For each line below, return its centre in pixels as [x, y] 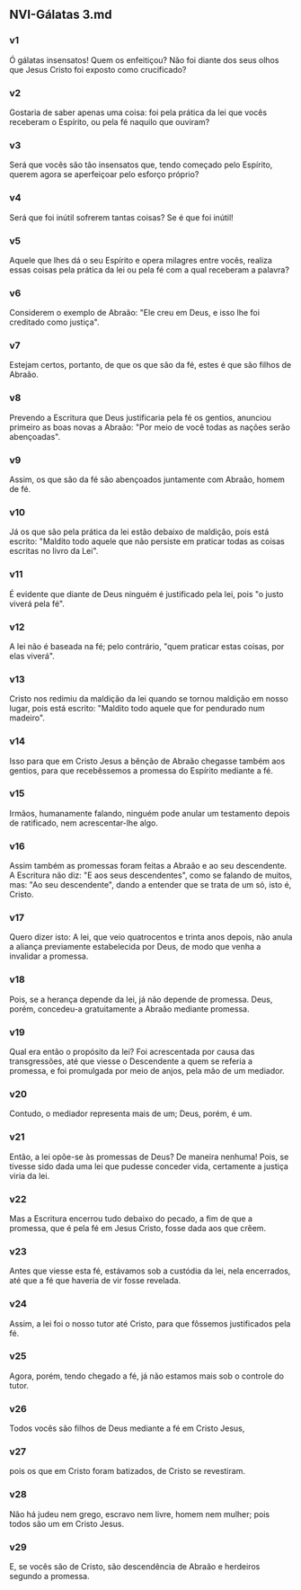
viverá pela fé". [37, 603]
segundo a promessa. [49, 1576]
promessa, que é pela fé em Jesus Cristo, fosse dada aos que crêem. [138, 1228]
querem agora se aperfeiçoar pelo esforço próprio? [104, 174]
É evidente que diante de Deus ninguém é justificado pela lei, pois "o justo [147, 594]
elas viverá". [32, 656]
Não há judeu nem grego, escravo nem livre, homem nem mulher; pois [140, 1514]
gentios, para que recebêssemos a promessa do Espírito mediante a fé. [142, 770]
